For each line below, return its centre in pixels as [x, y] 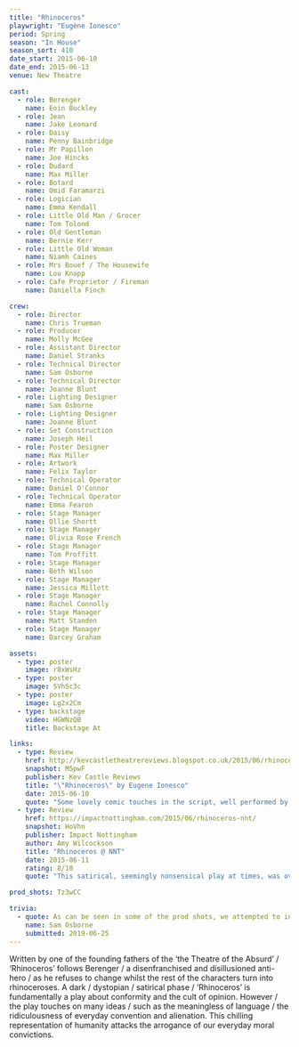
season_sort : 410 [41, 51]
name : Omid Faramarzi [65, 191]
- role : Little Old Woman [65, 249]
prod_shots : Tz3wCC [45, 893]
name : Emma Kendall [61, 207]
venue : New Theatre [45, 76]
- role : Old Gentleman [59, 232]
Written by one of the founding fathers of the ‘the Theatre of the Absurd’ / [144, 959]
